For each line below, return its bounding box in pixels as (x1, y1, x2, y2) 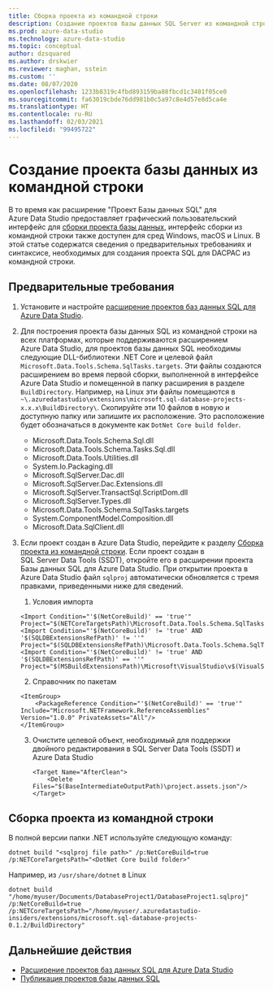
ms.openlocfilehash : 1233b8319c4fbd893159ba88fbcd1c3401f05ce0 (8, 87, 227, 96)
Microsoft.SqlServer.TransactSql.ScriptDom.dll (32, 487, 188, 497)
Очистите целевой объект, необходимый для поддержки (32, 735, 231, 744)
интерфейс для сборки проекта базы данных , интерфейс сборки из (8, 221, 243, 232)
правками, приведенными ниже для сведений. (19, 581, 184, 591)
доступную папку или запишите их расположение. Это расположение (19, 411, 265, 421)
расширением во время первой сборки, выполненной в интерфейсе (19, 369, 259, 379)
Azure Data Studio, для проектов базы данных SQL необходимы (19, 343, 241, 353)
